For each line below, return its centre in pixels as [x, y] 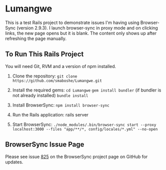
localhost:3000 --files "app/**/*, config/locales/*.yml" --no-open [85, 129]
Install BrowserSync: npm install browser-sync [61, 105]
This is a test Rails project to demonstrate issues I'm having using [72, 22]
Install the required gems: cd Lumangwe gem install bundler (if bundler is [87, 90]
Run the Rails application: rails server [50, 114]
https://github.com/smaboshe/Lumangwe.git [57, 80]
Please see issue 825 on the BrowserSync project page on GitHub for [77, 156]
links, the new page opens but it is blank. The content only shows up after [81, 33]
